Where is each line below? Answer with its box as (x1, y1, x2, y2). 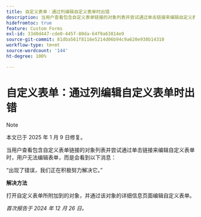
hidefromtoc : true (6, 20, 52, 26)
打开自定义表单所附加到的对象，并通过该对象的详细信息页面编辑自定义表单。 (6, 192, 195, 199)
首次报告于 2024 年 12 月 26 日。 (6, 204, 87, 212)
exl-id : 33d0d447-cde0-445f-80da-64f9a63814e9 (6, 31, 124, 37)
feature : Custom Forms (6, 25, 63, 32)
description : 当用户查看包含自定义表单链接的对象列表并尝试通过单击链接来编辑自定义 (6, 14, 193, 20)
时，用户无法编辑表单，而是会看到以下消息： (6, 154, 117, 161)
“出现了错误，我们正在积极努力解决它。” (6, 166, 103, 173)
